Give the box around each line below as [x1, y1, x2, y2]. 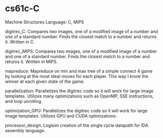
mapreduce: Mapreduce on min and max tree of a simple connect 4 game [5, 68, 153, 74]
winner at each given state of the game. [5, 79, 85, 84]
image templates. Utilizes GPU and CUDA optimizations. [5, 113, 117, 118]
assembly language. [5, 127, 45, 133]
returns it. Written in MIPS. [5, 59, 58, 64]
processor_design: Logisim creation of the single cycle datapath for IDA [5, 122, 148, 128]
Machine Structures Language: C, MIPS [5, 19, 84, 25]
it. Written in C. [5, 39, 35, 44]
